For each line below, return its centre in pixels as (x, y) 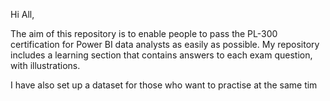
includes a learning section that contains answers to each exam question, (161, 55)
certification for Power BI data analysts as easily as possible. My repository (165, 44)
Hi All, (22, 14)
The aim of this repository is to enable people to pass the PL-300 (144, 33)
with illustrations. (45, 65)
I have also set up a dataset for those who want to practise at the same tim (164, 85)
